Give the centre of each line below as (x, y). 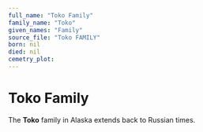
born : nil (24, 45)
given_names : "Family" (45, 30)
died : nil (24, 52)
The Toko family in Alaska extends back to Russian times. (102, 119)
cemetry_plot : (32, 60)
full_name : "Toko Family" (51, 15)
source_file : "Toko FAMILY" (55, 37)
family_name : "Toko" (42, 23)
